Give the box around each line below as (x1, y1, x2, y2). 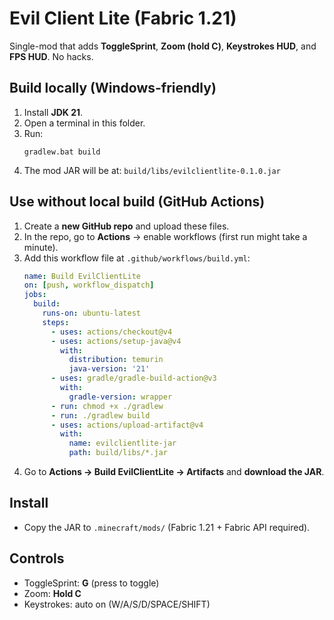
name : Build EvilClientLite (23, 271, 141, 281)
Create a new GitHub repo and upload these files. (23, 220, 230, 232)
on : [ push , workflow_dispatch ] (23, 280, 155, 291)
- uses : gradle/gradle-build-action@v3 (50, 373, 217, 384)
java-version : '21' (68, 364, 151, 374)
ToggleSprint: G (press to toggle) (23, 577, 160, 589)
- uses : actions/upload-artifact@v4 (50, 420, 204, 430)
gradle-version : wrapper (68, 392, 173, 402)
